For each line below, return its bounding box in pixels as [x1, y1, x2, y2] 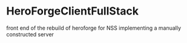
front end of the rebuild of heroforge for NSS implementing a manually [6, 24, 182, 31]
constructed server [6, 30, 54, 38]
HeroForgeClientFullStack [6, 4, 139, 18]
